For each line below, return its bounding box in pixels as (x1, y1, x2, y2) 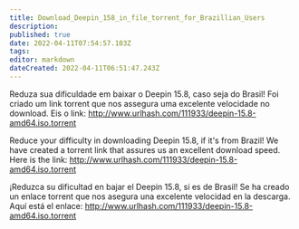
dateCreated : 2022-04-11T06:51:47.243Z (9, 64, 160, 73)
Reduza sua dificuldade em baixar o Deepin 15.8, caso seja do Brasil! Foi (9, 88, 279, 100)
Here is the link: (9, 154, 68, 165)
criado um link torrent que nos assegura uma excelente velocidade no (9, 98, 270, 109)
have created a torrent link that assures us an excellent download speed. (9, 144, 281, 155)
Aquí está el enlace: (9, 200, 83, 211)
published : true (9, 30, 71, 39)
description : (9, 22, 59, 31)
